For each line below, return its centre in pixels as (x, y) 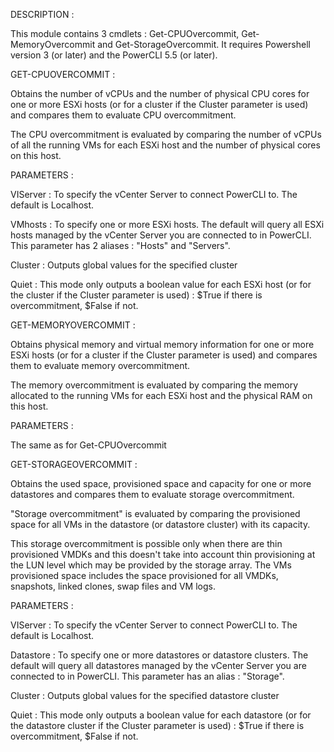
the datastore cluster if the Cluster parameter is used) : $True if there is (157, 725)
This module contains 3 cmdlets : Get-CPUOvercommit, (125, 33)
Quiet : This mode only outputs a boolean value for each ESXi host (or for (161, 284)
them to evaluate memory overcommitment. (100, 365)
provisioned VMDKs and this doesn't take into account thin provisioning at (163, 554)
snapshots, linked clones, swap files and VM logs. (113, 586)
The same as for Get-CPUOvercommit (88, 445)
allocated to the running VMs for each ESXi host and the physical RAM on (161, 395)
